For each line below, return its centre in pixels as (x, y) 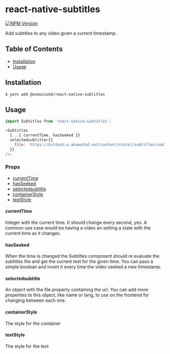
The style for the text (27, 346)
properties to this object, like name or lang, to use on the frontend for (77, 295)
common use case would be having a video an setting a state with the (78, 228)
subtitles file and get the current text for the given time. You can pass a (79, 261)
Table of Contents (34, 49)
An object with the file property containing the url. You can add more (77, 290)
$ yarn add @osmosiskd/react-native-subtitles (55, 94)
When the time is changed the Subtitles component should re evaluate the (82, 256)
